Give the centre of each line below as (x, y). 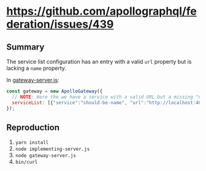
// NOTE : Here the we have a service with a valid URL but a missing (102, 97)
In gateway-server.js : (33, 80)
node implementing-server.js (52, 149)
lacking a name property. (36, 68)
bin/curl (26, 162)
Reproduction (33, 127)
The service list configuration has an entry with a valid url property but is (99, 62)
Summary (25, 47)
